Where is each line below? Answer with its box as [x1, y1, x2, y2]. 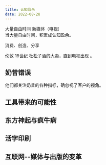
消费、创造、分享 [5, 42, 40, 48]
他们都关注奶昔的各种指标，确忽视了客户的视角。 [5, 82, 104, 88]
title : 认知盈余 [5, 7, 35, 12]
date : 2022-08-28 [5, 12, 41, 17]
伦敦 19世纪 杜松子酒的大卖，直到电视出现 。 [5, 52, 95, 59]
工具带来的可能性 [5, 98, 57, 106]
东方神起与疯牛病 [5, 116, 57, 125]
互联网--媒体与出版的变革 [5, 152, 82, 161]
